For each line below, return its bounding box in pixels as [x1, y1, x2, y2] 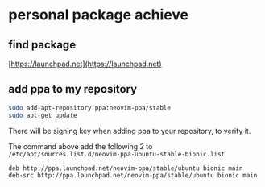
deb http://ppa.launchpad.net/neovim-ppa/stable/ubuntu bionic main [8, 164, 243, 172]
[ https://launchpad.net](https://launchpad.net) [8, 59, 163, 69]
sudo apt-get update [8, 111, 78, 119]
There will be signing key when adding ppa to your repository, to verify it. [8, 126, 251, 135]
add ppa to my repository [8, 82, 138, 96]
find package [8, 38, 77, 52]
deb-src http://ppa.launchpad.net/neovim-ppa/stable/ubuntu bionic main [8, 172, 258, 180]
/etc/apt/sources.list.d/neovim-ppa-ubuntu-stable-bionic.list [8, 150, 226, 158]
